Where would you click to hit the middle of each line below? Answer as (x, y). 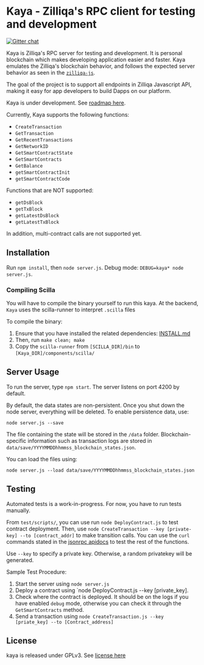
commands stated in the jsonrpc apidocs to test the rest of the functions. (98, 541)
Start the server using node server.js (62, 584)
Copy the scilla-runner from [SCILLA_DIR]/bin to (77, 346)
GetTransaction (34, 133)
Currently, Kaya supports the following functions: (68, 114)
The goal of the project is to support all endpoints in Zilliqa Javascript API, (99, 84)
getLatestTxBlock (37, 222)
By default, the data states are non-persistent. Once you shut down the (95, 405)
